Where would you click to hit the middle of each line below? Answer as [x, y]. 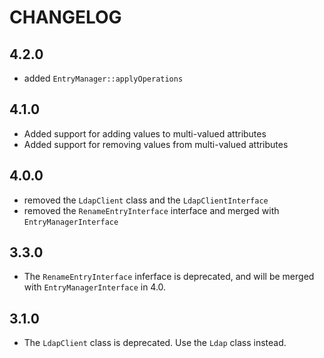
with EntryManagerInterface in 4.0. [95, 287]
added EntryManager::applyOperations [103, 78]
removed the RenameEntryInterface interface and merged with [151, 210]
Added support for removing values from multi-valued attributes [156, 144]
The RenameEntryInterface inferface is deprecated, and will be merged [169, 277]
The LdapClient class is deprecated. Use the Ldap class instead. [155, 343]
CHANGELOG [65, 17]
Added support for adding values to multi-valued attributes [145, 133]
